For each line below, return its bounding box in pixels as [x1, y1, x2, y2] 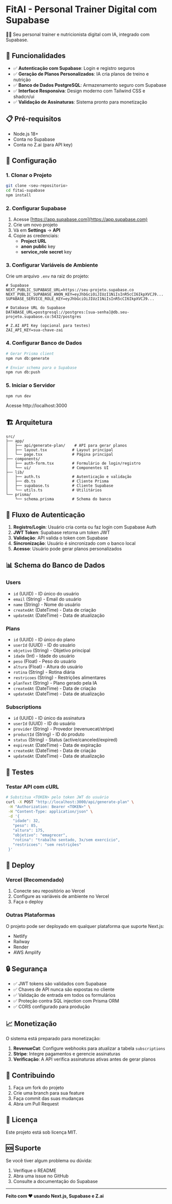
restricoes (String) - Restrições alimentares [13, 674, 106, 681]
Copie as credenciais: [13, 233, 59, 239]
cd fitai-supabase [6, 188, 45, 193]
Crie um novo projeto [13, 222, 58, 228]
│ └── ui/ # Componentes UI [6, 465, 109, 470]
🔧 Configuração [6, 156, 57, 165]
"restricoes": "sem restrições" [12, 842, 82, 847]
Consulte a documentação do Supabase [13, 1178, 98, 1184]
